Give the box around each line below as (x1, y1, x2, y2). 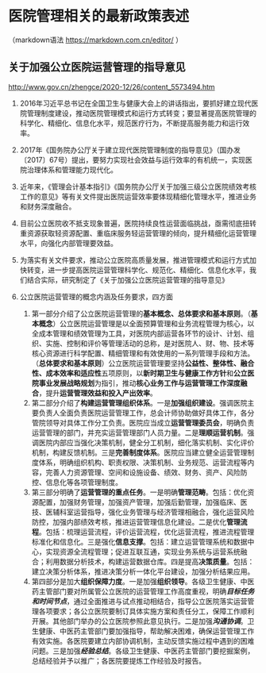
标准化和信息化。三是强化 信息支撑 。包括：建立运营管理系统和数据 (31, 536, 248, 546)
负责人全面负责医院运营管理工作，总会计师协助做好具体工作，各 (38, 408, 248, 417)
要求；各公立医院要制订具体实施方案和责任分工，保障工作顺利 (52, 606, 255, 616)
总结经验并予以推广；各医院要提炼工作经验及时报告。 (31, 656, 206, 665)
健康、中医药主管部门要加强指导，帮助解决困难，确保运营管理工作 (38, 626, 255, 636)
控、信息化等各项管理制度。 (31, 477, 123, 486)
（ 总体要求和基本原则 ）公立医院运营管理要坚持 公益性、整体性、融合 (31, 358, 255, 367)
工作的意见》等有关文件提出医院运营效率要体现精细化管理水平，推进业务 (19, 191, 256, 201)
